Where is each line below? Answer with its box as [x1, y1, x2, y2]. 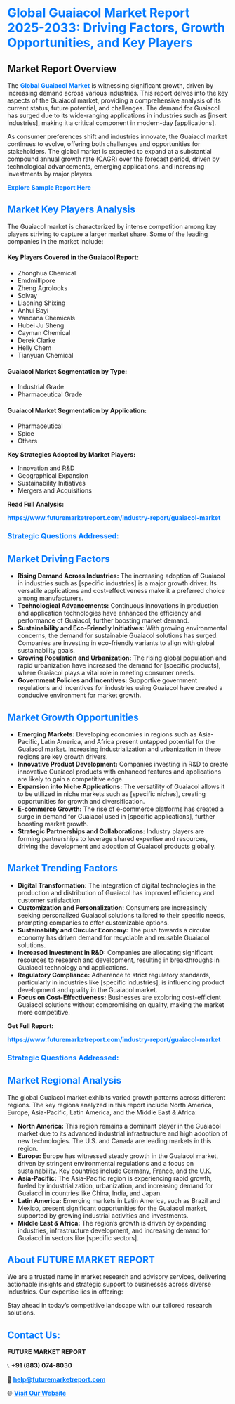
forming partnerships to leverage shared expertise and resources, [17, 834, 208, 843]
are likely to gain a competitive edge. [17, 774, 124, 783]
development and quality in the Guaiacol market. [17, 985, 158, 994]
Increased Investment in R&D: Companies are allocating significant [17, 948, 213, 956]
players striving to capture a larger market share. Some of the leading [7, 230, 208, 238]
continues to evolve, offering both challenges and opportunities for [7, 140, 201, 148]
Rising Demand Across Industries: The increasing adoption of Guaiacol [17, 571, 226, 580]
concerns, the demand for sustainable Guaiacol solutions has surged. [17, 631, 219, 640]
